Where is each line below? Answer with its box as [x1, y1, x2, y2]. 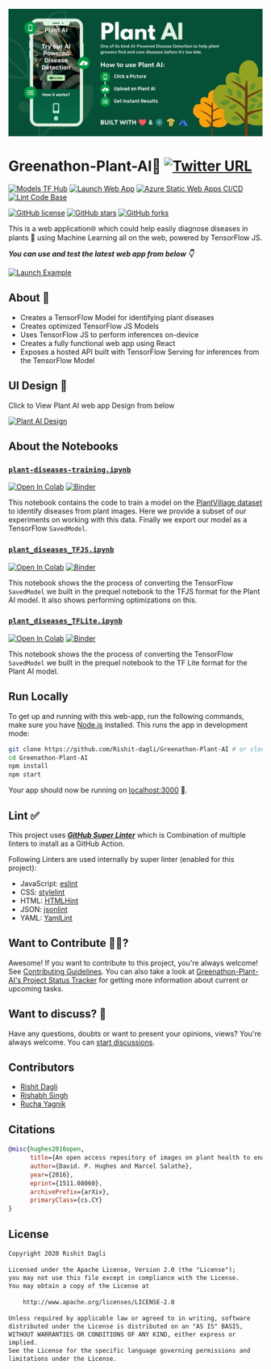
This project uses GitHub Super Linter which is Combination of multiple [8, 830, 246, 839]
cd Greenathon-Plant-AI [8, 754, 89, 762]
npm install [8, 762, 48, 771]
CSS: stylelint [19, 887, 65, 897]
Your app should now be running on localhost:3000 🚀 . [8, 785, 188, 795]
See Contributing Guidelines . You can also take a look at [8, 966, 195, 976]
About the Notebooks [8, 439, 119, 453]
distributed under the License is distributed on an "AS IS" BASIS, [8, 1323, 244, 1331]
